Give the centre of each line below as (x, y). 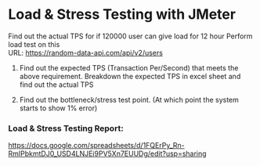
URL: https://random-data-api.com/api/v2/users (85, 52)
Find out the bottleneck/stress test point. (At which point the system (129, 99)
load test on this (34, 44)
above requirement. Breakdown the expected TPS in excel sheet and (130, 76)
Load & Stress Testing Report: (66, 128)
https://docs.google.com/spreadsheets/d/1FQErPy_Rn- (97, 146)
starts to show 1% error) (58, 108)
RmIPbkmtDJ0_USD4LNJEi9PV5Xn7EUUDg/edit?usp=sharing (107, 153)
